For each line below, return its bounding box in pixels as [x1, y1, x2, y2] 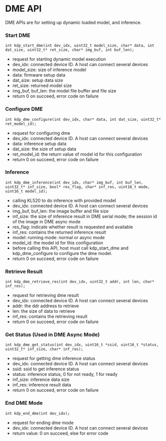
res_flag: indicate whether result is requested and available [12, 224, 133, 230]
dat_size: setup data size [12, 78, 63, 84]
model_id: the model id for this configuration [12, 240, 103, 246]
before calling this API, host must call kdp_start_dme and [12, 245, 129, 251]
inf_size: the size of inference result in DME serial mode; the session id [12, 213, 158, 219]
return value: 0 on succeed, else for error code [12, 430, 108, 436]
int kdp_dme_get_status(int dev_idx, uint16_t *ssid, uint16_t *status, [5, 343, 159, 348]
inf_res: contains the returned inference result [12, 229, 106, 235]
